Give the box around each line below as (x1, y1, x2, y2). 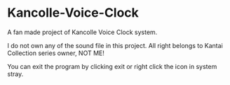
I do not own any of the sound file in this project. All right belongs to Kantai (7, 41, 223, 49)
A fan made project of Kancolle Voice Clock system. (7, 28, 158, 36)
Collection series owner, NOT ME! (7, 49, 105, 57)
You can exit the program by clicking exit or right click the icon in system (7, 62, 217, 70)
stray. (7, 70, 24, 78)
